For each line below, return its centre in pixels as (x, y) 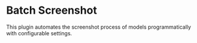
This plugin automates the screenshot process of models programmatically (99, 27)
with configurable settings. (39, 33)
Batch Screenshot (52, 10)
